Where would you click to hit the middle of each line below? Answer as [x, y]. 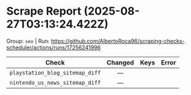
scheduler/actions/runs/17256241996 [54, 47]
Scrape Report [44, 11]
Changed [120, 62]
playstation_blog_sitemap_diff [55, 72]
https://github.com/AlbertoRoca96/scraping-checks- [118, 41]
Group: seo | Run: [28, 41]
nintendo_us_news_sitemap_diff [55, 83]
